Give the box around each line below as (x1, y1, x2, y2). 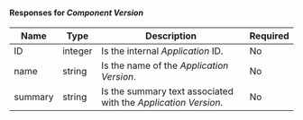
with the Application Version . (101, 97, 224, 109)
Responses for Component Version (9, 7, 144, 18)
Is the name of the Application (101, 59, 229, 72)
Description (145, 30, 197, 42)
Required (249, 30, 289, 42)
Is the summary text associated (101, 85, 234, 98)
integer (62, 45, 93, 57)
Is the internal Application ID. (101, 45, 224, 57)
